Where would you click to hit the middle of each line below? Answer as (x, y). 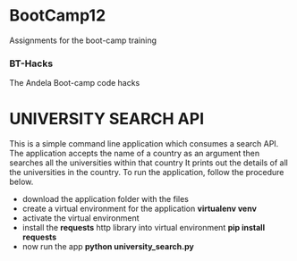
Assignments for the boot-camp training (83, 40)
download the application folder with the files (106, 199)
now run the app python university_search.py (108, 247)
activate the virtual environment (81, 218)
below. (21, 182)
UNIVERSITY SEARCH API (107, 119)
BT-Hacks (31, 63)
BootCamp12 (58, 16)
